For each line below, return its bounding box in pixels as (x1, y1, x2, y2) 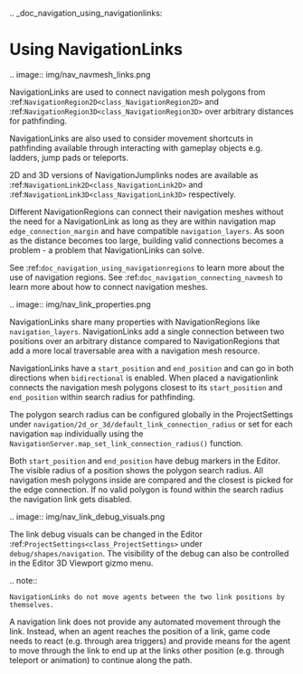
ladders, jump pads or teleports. (9, 152, 129, 163)
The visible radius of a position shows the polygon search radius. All (9, 464, 264, 475)
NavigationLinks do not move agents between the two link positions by (9, 592, 285, 602)
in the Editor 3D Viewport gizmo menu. (9, 557, 154, 568)
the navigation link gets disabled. (9, 493, 133, 504)
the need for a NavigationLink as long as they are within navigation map (9, 216, 276, 227)
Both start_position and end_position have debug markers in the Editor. (9, 455, 280, 466)
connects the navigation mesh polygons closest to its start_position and (9, 381, 283, 392)
